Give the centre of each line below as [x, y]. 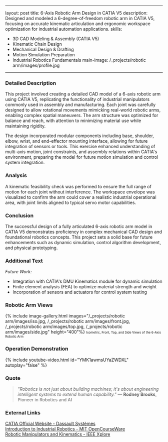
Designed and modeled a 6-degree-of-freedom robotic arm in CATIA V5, [80, 18]
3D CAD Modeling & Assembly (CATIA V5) [56, 39]
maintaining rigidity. [25, 126]
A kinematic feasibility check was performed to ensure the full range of [78, 186]
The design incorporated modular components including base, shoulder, [79, 136]
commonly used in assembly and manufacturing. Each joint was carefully [80, 105]
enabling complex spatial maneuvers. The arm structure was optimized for [82, 116]
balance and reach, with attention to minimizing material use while [73, 121]
